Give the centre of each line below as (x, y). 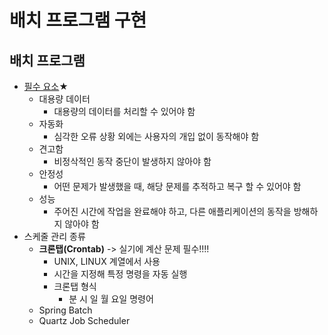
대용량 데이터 (64, 99)
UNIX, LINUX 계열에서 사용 (107, 261)
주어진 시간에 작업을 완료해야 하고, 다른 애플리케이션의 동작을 (172, 211)
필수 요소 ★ (46, 86)
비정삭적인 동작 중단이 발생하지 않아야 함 (132, 161)
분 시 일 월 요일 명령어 (111, 299)
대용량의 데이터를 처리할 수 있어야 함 (124, 111)
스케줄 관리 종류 (54, 236)
